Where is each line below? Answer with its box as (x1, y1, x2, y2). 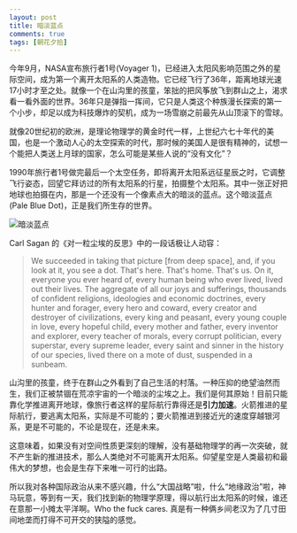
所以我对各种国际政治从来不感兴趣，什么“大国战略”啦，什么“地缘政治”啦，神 (9, 482, 286, 492)
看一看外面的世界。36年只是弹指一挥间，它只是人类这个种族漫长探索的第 (9, 97, 275, 107)
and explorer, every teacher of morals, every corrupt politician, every (30, 331, 282, 342)
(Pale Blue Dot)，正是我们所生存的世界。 (9, 200, 157, 211)
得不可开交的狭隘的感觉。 (47, 514, 141, 525)
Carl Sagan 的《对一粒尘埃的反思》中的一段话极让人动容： (9, 238, 223, 249)
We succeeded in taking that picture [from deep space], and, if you (30, 256, 276, 266)
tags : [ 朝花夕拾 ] (9, 37, 68, 47)
